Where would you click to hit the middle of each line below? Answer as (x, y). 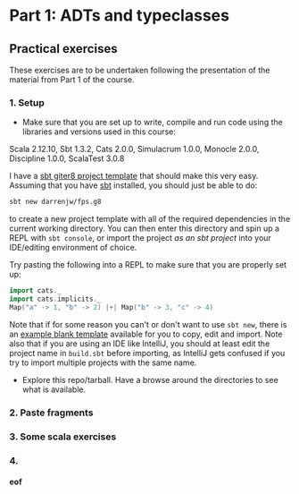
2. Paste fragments (51, 413)
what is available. (54, 389)
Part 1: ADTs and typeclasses (120, 16)
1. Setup (27, 102)
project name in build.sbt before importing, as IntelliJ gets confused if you (147, 353)
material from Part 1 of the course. (72, 80)
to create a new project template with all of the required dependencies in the (150, 219)
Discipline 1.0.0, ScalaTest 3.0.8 (67, 158)
